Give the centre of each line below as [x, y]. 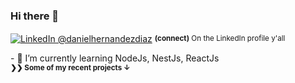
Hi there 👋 [35, 16]
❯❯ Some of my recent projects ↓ [70, 67]
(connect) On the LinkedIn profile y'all [220, 39]
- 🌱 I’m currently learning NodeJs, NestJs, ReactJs [115, 58]
